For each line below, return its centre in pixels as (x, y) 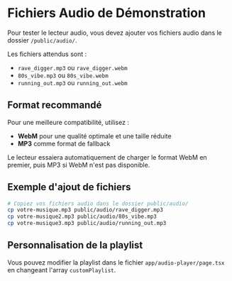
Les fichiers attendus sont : (47, 54)
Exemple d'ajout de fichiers (69, 187)
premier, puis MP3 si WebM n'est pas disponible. (79, 165)
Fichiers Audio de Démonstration (106, 13)
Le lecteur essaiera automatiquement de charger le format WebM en (107, 157)
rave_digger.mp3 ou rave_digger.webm (72, 67)
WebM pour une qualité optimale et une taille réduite (94, 136)
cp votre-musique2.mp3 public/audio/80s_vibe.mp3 (82, 217)
